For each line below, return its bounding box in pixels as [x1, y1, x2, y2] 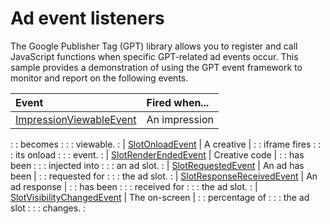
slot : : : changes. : [10, 202, 87, 214]
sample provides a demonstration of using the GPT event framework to [10, 61, 303, 73]
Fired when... [146, 95, 210, 109]
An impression [146, 112, 214, 126]
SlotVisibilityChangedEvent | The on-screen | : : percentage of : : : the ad [10, 191, 310, 203]
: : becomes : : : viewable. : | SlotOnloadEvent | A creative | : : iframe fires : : [10, 138, 322, 150]
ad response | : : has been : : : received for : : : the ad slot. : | [10, 180, 258, 192]
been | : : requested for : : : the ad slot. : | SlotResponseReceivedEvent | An [10, 170, 318, 182]
